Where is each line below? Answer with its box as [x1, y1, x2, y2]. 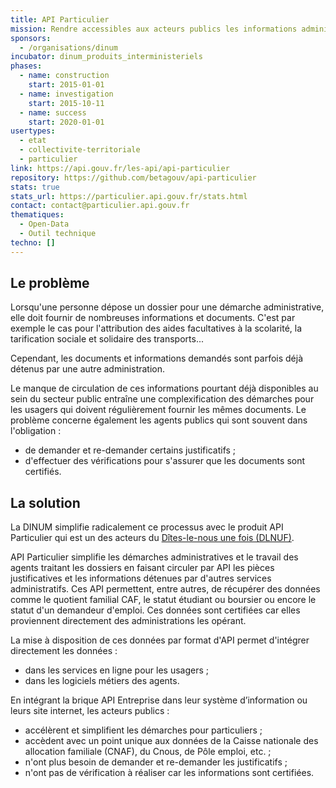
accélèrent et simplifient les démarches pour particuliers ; [24, 724, 263, 736]
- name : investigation [19, 89, 114, 99]
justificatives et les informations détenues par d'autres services [10, 572, 272, 585]
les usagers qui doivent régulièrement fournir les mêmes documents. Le [10, 404, 307, 416]
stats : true [10, 182, 60, 192]
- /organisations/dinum [19, 42, 118, 53]
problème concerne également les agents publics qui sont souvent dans [10, 414, 308, 426]
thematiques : [10, 210, 65, 220]
